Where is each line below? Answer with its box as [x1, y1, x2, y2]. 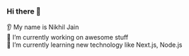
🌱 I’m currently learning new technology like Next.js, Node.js [6, 40, 183, 49]
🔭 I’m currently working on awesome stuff [6, 33, 129, 42]
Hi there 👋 [6, 6, 42, 16]
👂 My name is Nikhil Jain [6, 23, 79, 31]
